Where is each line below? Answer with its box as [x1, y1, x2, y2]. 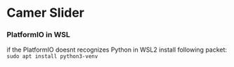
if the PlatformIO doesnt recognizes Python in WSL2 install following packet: [6, 45, 228, 54]
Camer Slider [6, 5, 85, 21]
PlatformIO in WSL [6, 30, 71, 40]
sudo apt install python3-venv [6, 53, 98, 60]
